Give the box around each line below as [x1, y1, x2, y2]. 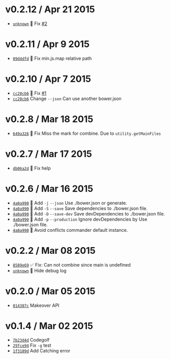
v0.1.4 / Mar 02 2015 [5, 320, 93, 331]
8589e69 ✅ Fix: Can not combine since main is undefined [12, 261, 131, 268]
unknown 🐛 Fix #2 [12, 20, 47, 27]
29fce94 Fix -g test [12, 342, 51, 348]
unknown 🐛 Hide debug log [12, 267, 67, 274]
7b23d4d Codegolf [12, 337, 50, 343]
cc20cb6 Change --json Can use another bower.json [12, 95, 122, 102]
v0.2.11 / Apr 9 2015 [5, 38, 90, 50]
